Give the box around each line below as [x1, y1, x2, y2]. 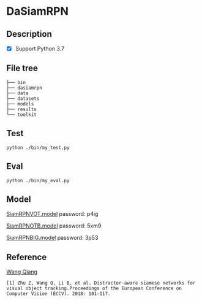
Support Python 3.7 [15, 45, 65, 52]
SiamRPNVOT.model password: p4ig [6, 210, 99, 218]
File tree [6, 63, 38, 74]
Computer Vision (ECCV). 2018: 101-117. [6, 291, 111, 297]
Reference [6, 251, 47, 262]
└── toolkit [6, 112, 37, 118]
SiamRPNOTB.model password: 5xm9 [6, 222, 102, 229]
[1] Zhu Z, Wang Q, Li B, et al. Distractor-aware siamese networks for [6, 280, 196, 286]
